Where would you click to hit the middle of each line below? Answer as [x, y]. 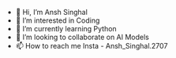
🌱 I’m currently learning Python [66, 29]
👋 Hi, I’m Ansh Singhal [52, 12]
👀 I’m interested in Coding [58, 20]
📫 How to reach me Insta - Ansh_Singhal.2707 [92, 46]
